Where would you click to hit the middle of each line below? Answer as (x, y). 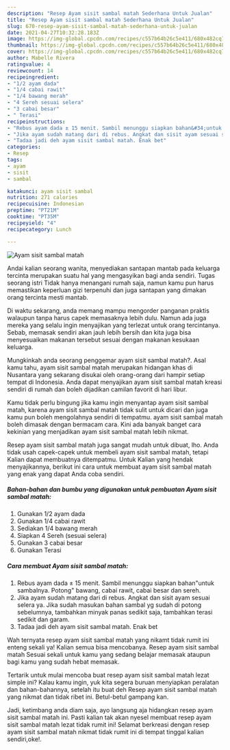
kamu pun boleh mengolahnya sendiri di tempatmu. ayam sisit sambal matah (115, 417)
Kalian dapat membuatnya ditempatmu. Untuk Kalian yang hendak (100, 459)
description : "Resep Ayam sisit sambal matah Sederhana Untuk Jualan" (110, 13)
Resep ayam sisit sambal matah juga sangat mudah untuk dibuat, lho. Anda (113, 445)
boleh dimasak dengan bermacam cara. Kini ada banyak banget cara (104, 424)
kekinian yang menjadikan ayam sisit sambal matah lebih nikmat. (98, 431)
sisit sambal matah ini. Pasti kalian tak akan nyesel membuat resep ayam (110, 717)
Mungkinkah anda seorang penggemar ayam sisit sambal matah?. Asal (107, 360)
